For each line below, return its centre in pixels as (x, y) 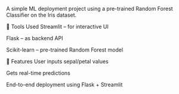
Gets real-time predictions (38, 73)
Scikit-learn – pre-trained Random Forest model (65, 50)
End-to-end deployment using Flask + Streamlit (64, 84)
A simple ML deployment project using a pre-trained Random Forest (89, 9)
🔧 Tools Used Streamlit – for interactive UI (57, 27)
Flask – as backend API (35, 38)
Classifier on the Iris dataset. (41, 15)
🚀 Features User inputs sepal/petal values (57, 61)
